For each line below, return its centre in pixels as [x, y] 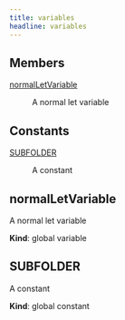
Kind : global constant [50, 305]
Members [37, 63]
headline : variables [48, 26]
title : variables [42, 18]
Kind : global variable [48, 238]
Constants [39, 131]
